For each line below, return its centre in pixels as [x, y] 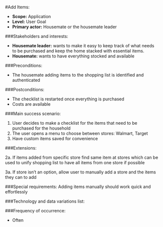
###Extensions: [21, 148]
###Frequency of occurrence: [35, 211]
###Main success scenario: [33, 113]
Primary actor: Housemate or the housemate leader [64, 27]
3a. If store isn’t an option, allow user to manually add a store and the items [81, 172]
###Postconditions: [25, 89]
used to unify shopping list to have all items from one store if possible [75, 162]
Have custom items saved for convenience [55, 139]
